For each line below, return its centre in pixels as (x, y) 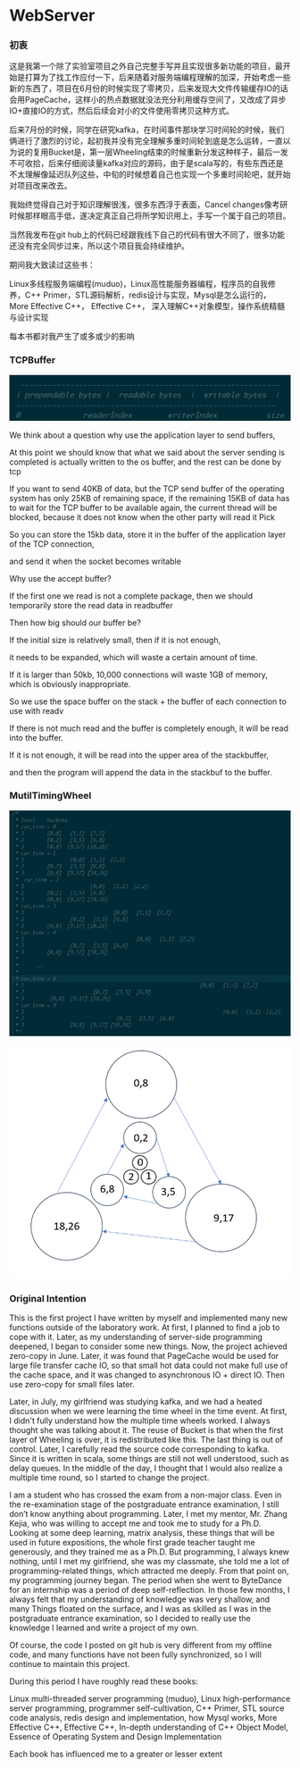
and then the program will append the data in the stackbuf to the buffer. (141, 773)
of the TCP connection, (52, 544)
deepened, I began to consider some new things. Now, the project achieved (148, 1346)
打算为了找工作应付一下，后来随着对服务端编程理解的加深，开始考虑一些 (158, 78)
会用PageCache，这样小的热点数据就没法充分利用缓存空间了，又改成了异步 (148, 100)
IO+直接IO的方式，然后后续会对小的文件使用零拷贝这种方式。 (122, 111)
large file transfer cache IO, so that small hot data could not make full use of (149, 1366)
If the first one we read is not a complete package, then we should (131, 596)
